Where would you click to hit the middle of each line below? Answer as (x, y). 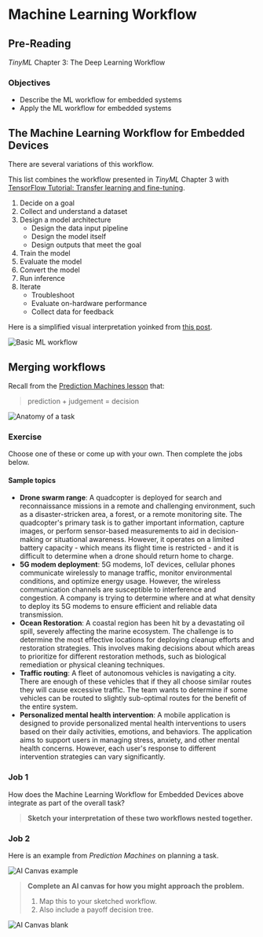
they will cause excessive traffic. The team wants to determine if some (133, 690)
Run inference (42, 279)
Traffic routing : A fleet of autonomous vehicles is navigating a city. (128, 673)
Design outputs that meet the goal (86, 245)
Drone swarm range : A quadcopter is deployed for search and (121, 498)
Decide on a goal (47, 203)
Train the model (45, 253)
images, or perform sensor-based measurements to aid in (113, 531)
